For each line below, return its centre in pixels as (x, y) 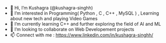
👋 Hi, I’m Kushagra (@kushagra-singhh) (51, 8)
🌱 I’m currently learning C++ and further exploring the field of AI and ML (86, 24)
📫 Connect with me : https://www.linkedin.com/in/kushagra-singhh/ (81, 35)
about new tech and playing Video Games (54, 18)
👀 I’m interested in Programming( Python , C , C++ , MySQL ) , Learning (85, 13)
